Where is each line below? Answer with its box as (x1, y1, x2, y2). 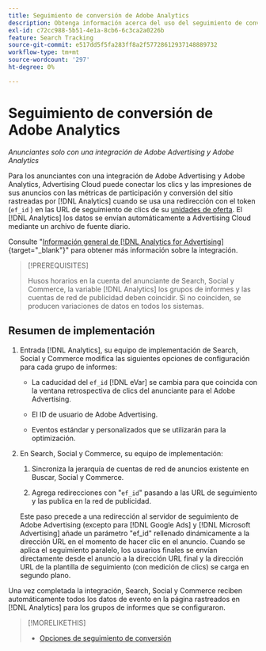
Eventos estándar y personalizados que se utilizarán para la (31, 424, 226, 434)
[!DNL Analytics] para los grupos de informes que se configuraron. (8, 603, 226, 612)
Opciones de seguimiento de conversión (39, 633, 172, 642)
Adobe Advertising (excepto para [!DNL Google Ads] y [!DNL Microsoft (19, 520, 251, 529)
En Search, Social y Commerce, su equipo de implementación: (19, 448, 223, 458)
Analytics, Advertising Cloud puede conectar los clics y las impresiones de (8, 179, 252, 188)
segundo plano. (19, 570, 71, 580)
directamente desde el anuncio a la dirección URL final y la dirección (19, 554, 244, 563)
